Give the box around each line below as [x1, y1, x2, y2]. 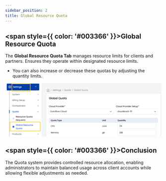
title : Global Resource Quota [5, 13, 68, 18]
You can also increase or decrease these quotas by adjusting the [12, 68, 145, 74]
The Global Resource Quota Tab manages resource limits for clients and [5, 53, 154, 59]
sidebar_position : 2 [5, 8, 48, 13]
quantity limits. [12, 73, 43, 79]
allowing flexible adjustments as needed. [5, 170, 88, 176]
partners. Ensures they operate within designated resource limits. [5, 58, 139, 64]
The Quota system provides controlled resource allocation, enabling [5, 159, 144, 165]
